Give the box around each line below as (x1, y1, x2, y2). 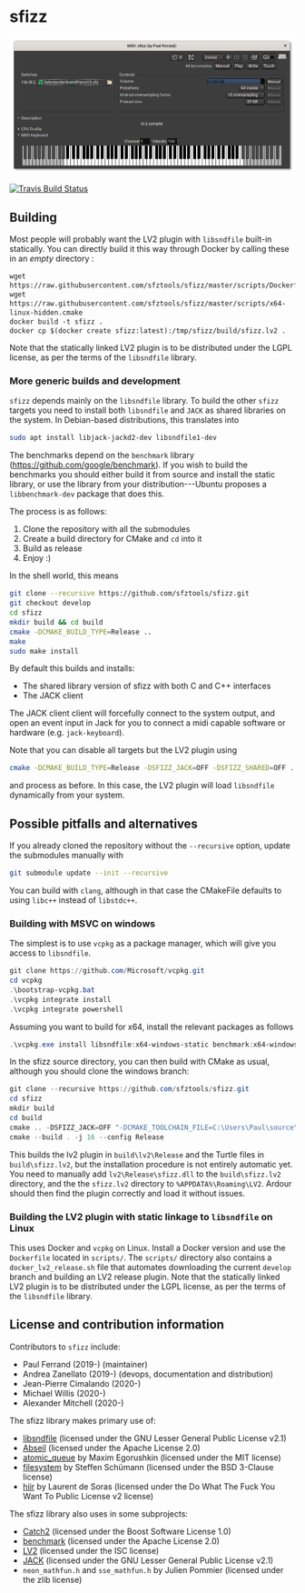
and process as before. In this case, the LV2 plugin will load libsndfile (9, 780, 275, 791)
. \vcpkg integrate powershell (9, 1005, 124, 1014)
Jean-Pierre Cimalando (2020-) (22, 1378, 142, 1388)
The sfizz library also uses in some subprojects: (9, 1508, 189, 1519)
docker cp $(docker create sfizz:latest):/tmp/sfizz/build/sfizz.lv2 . (9, 326, 286, 336)
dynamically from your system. (9, 789, 125, 801)
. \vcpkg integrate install (9, 995, 112, 1004)
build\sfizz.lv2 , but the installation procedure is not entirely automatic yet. (9, 1158, 293, 1169)
